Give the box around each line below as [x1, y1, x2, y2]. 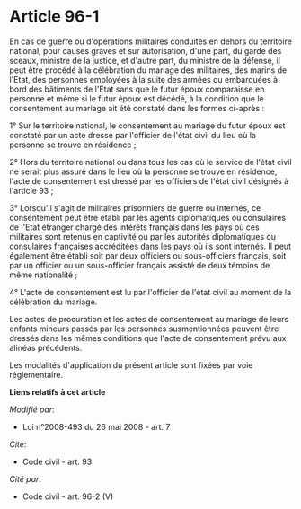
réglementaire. [9, 369, 64, 380]
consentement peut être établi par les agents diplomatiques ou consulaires [9, 212, 286, 223]
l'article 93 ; [9, 185, 54, 196]
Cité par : [9, 473, 42, 484]
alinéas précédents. [9, 342, 83, 353]
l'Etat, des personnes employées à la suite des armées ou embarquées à [9, 74, 279, 84]
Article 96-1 [9, 6, 100, 27]
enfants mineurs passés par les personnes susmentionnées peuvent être [9, 323, 279, 334]
